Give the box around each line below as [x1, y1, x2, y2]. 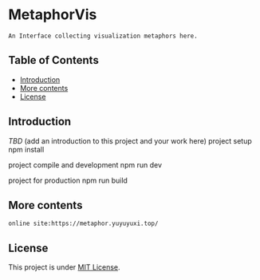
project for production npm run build [8, 175, 128, 185]
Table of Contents [8, 53, 100, 67]
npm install [8, 144, 45, 154]
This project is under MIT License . [8, 262, 121, 272]
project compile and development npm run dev [8, 160, 162, 169]
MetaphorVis [8, 6, 97, 24]
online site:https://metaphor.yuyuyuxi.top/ [8, 219, 159, 228]
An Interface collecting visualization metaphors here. [8, 32, 198, 40]
